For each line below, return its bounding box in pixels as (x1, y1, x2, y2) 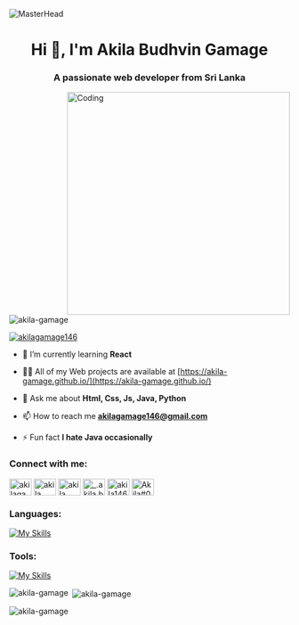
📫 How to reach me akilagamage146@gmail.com (21, 411, 208, 422)
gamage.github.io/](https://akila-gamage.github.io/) (21, 375, 212, 387)
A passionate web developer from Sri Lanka (53, 71, 246, 84)
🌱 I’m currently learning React (21, 349, 132, 360)
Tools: (9, 550, 37, 562)
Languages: (9, 507, 62, 520)
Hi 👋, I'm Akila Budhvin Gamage (30, 40, 269, 60)
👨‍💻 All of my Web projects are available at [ (21, 366, 181, 377)
